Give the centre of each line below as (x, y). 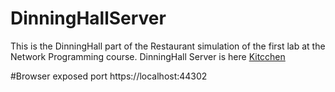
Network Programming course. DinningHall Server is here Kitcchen (148, 56)
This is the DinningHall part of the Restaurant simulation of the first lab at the (168, 46)
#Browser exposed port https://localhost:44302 (109, 76)
